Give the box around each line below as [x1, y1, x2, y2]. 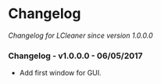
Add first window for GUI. [19, 68, 102, 78]
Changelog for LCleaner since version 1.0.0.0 [8, 31, 153, 40]
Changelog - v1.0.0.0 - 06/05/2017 [8, 50, 143, 61]
